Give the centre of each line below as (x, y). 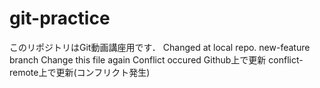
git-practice (60, 18)
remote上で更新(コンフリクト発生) (80, 72)
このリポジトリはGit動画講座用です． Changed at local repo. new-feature (160, 47)
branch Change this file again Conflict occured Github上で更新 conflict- (156, 59)
